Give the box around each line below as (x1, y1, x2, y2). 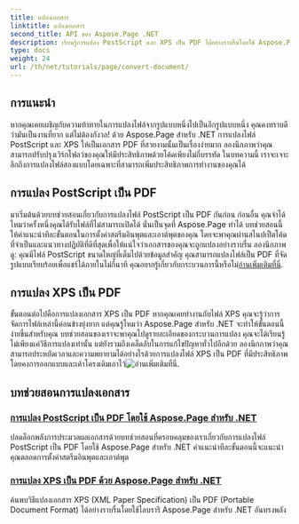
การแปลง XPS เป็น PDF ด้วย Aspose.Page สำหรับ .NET (10, 474, 222, 487)
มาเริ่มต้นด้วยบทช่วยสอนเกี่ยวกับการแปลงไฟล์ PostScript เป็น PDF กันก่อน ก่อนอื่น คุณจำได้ (10, 209, 287, 219)
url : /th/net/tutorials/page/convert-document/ (10, 63, 190, 72)
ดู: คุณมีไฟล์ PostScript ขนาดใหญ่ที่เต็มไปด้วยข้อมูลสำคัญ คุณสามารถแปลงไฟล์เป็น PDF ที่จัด (10, 249, 287, 259)
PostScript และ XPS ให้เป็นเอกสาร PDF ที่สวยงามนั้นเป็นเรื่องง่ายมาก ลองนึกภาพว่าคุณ (10, 139, 273, 149)
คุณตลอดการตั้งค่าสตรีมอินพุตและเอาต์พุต (10, 452, 130, 462)
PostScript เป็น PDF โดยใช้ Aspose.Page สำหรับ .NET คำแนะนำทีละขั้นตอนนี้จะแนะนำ (10, 441, 284, 452)
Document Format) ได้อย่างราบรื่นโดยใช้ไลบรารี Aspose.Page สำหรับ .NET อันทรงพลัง (10, 504, 287, 515)
